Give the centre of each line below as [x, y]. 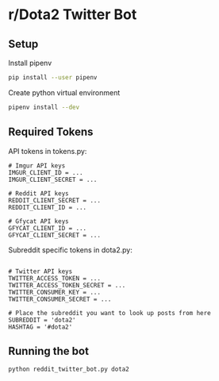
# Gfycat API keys [38, 221]
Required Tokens [51, 132]
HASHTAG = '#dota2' [40, 327]
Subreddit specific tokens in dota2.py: [70, 250]
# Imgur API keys [37, 165]
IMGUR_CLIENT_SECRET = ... [53, 179]
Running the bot [49, 351]
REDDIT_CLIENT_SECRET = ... [55, 200]
